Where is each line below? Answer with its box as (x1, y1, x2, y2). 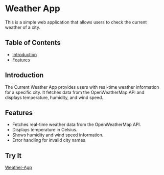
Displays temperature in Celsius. (12, 127, 78, 133)
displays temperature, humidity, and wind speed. (5, 94, 104, 100)
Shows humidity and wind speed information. (12, 132, 104, 138)
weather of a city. (5, 24, 41, 30)
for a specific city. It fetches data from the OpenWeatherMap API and (5, 89, 144, 95)
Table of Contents (5, 39, 61, 47)
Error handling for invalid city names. (12, 137, 87, 143)
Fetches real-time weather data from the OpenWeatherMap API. (12, 122, 141, 127)
